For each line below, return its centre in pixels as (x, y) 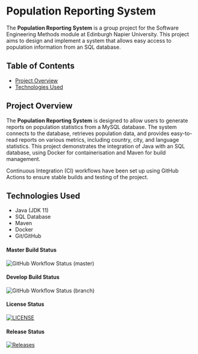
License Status (25, 304)
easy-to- (181, 133)
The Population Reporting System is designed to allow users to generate (97, 120)
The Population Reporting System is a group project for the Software (93, 28)
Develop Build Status (33, 277)
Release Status (26, 331)
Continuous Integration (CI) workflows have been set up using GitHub (92, 171)
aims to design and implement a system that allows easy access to (89, 40)
